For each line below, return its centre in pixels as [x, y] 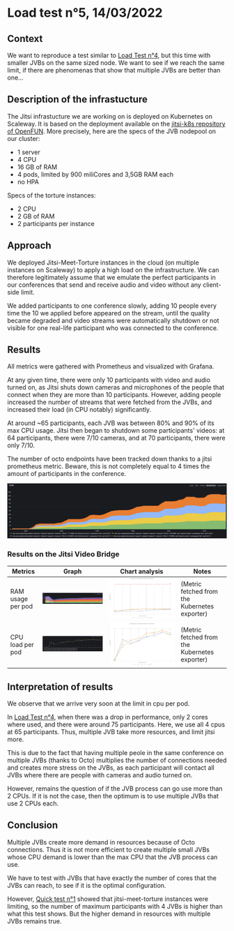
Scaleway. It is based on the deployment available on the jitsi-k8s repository [116, 124]
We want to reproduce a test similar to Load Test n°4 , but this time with [109, 55]
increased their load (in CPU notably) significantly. [79, 410]
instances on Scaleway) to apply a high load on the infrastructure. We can [113, 269]
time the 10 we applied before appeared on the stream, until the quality [109, 313]
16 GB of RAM [37, 167]
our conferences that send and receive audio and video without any [104, 285]
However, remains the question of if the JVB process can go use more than [115, 789]
